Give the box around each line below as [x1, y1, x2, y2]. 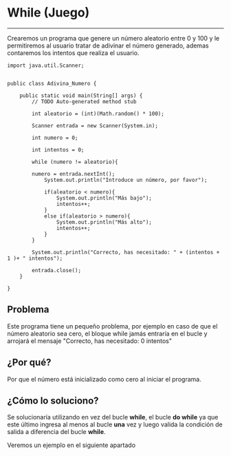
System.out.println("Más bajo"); [56, 194, 153, 201]
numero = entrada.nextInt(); [32, 170, 115, 177]
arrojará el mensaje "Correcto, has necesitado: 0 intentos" [7, 336, 173, 345]
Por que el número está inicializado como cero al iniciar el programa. [7, 375, 201, 383]
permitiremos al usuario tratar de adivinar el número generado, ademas [7, 41, 209, 50]
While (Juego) [7, 5, 90, 21]
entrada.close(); [32, 267, 81, 273]
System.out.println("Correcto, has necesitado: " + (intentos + [32, 249, 220, 256]
